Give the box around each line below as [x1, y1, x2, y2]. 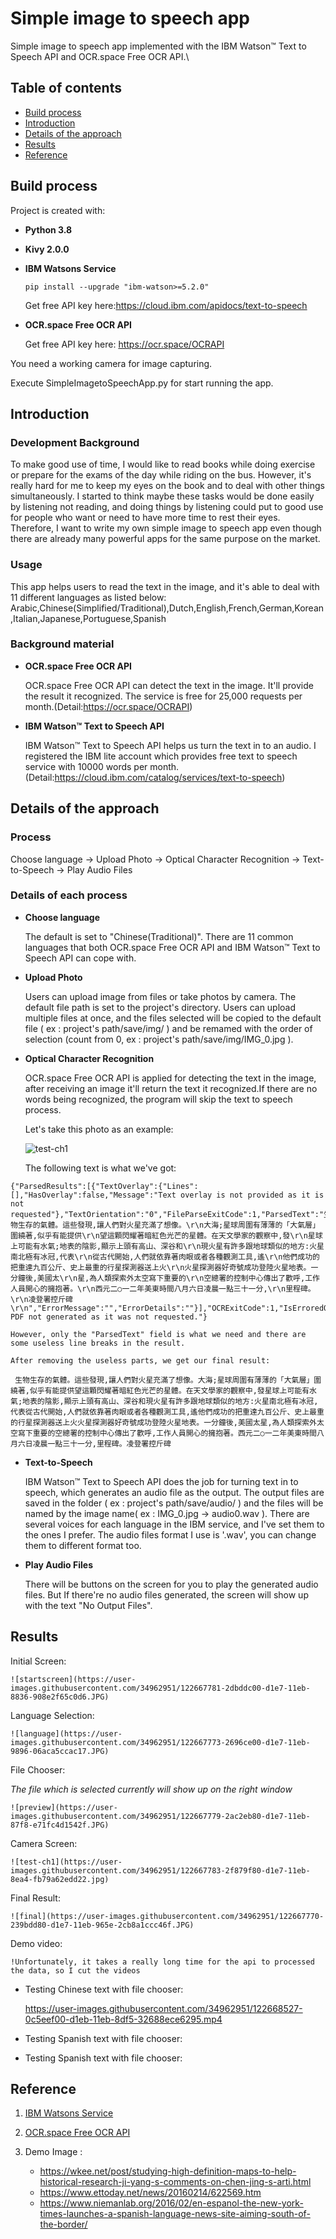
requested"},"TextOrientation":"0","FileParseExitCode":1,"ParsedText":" [10, 1209, 325, 1219]
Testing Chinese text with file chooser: [24, 1983, 184, 1995]
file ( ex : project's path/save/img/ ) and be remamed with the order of [24, 1022, 313, 1034]
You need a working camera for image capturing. [10, 357, 213, 369]
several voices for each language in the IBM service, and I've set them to [24, 1518, 325, 1530]
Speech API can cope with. [24, 952, 137, 964]
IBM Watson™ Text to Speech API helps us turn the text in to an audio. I [24, 739, 317, 751]
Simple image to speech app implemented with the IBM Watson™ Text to [10, 40, 307, 52]
